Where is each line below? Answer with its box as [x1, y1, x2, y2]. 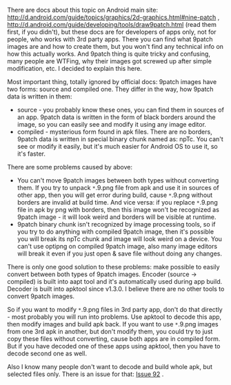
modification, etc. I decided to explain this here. [7, 65, 143, 72]
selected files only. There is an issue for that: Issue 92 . [7, 370, 164, 378]
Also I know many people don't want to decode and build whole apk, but [7, 363, 212, 371]
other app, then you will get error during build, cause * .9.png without [17, 191, 213, 199]
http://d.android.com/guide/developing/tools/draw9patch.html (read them [7, 21, 217, 28]
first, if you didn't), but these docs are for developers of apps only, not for [7, 28, 217, 36]
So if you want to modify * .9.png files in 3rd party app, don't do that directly [7, 306, 223, 313]
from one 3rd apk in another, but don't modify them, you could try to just [7, 327, 213, 335]
